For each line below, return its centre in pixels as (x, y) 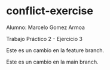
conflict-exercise (50, 11)
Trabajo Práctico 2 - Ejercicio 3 (44, 39)
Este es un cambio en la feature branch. (55, 50)
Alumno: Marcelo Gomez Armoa (46, 27)
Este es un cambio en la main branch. (52, 62)
